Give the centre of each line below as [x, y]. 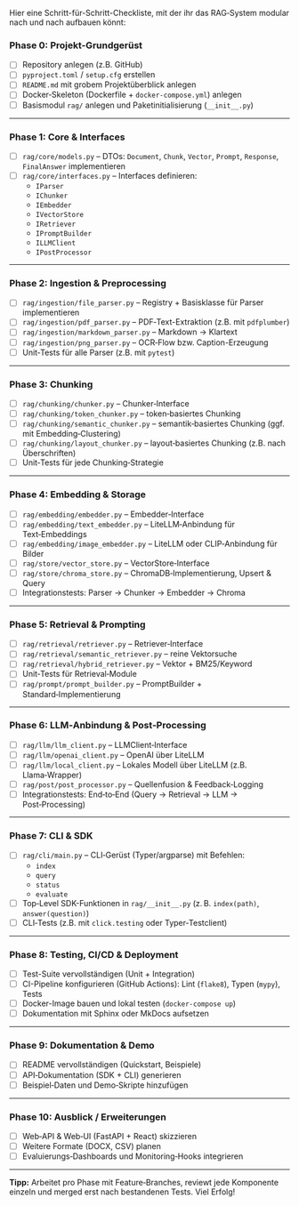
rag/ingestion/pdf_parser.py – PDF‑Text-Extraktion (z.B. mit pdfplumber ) [156, 322]
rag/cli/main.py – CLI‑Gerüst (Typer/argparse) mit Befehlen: [133, 855]
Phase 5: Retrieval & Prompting [77, 624]
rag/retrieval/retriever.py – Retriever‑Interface [113, 644]
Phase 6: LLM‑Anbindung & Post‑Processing [108, 726]
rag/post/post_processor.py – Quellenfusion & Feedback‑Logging [143, 784]
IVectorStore [60, 215]
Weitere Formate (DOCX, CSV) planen [92, 1146]
